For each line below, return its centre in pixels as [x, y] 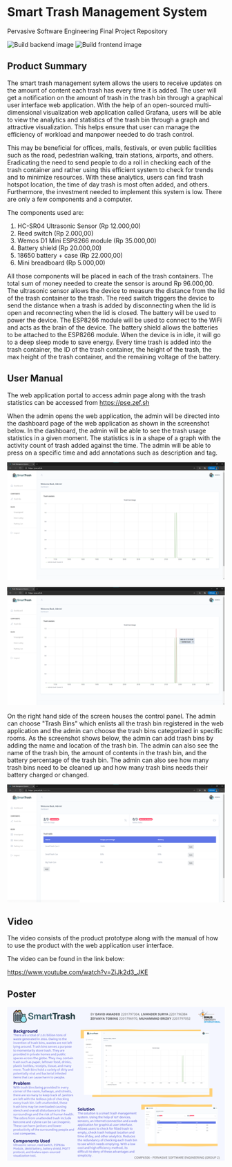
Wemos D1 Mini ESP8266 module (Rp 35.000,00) [87, 240]
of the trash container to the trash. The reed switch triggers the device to [111, 298]
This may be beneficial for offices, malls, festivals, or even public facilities [112, 148]
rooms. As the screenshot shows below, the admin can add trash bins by [110, 738]
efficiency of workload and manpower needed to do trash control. [101, 134]
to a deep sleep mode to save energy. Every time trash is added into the [109, 342]
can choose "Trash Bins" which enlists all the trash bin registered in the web [116, 723]
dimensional [25, 112]
